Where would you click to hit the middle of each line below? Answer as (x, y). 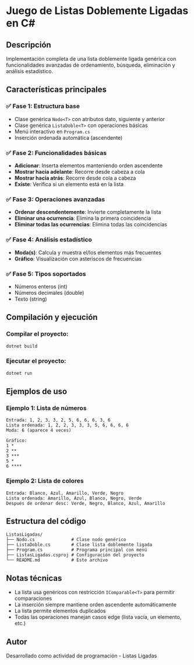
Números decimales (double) (49, 292)
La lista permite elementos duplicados (60, 611)
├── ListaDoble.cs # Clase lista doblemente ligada (79, 545)
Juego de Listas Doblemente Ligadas (97, 11)
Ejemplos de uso (37, 391)
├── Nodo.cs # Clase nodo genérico (66, 540)
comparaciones (33, 598)
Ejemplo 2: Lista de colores (45, 481)
